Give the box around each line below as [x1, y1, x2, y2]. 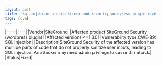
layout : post [5, 7, 31, 12]
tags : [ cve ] [5, 16, 29, 21]
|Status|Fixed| [5, 55, 33, 61]
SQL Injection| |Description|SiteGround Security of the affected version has [5, 39, 155, 45]
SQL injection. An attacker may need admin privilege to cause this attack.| [5, 50, 152, 55]
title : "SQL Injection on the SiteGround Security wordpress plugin [5, 12, 146, 16]
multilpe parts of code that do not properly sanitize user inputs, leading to [5, 44, 151, 51]
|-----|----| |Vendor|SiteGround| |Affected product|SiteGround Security [5, 29, 147, 35]
